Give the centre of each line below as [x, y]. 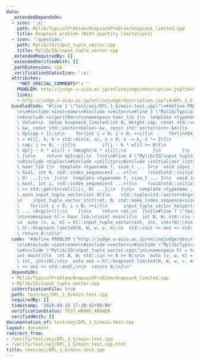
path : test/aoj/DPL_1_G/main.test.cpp [60, 295]
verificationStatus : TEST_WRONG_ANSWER [61, 311]
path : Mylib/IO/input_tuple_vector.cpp [66, 45]
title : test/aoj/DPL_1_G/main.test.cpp [56, 350]
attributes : [26, 78]
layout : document [28, 328]
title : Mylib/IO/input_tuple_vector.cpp [68, 51]
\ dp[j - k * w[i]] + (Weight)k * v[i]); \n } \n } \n [104, 150]
